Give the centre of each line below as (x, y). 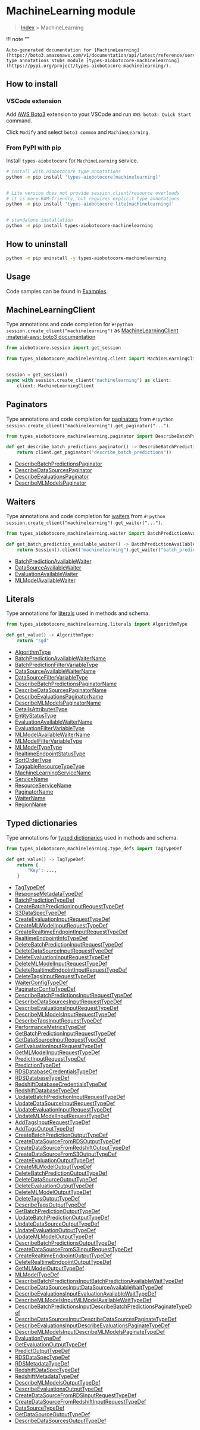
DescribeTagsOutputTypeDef (50, 1205)
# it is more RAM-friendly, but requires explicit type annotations (93, 198)
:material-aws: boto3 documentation (51, 337)
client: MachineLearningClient (56, 386)
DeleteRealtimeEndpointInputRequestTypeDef (71, 970)
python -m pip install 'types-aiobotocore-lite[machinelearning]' (90, 204)
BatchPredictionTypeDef (45, 900)
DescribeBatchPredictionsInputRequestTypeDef (74, 996)
